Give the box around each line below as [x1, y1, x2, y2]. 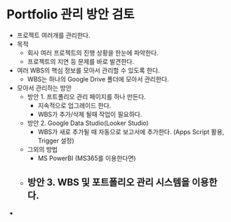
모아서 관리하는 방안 [16, 84, 72, 92]
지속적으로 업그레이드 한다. [37, 101, 112, 110]
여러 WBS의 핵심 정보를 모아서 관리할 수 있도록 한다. [16, 66, 160, 74]
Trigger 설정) [37, 136, 74, 145]
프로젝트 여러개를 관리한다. [16, 31, 91, 39]
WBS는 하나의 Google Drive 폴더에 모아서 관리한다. [27, 74, 169, 83]
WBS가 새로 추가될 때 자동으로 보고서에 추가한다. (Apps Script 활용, [37, 127, 225, 136]
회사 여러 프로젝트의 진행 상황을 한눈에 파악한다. [27, 48, 159, 57]
